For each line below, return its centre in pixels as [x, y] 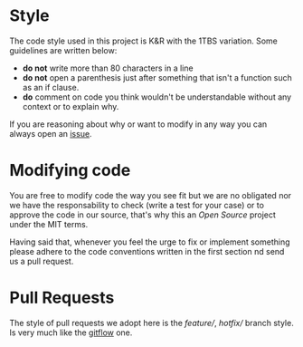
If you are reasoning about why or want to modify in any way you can [138, 124]
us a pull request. [42, 261]
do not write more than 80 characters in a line [108, 68]
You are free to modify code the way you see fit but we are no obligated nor [151, 195]
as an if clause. [51, 87]
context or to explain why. [71, 106]
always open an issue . [51, 133]
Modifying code [70, 171]
